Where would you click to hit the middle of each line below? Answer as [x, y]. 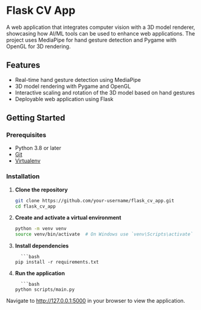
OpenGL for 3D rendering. [39, 46]
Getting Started [36, 118]
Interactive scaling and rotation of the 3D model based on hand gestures [105, 92]
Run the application [40, 273]
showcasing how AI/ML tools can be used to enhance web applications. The [101, 33]
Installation [23, 176]
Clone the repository [41, 190]
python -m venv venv [41, 229]
